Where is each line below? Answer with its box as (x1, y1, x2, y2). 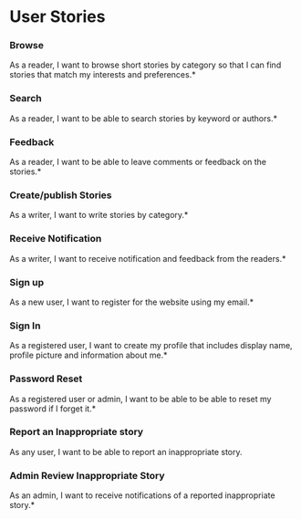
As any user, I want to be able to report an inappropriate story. (9, 446, 243, 457)
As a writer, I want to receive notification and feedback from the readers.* (9, 253, 286, 264)
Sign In (9, 319, 41, 332)
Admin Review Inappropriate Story (9, 469, 166, 482)
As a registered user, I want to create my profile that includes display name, (9, 340, 294, 351)
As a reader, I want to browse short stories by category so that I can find (9, 59, 282, 70)
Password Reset (9, 372, 83, 385)
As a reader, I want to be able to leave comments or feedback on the (9, 157, 267, 168)
